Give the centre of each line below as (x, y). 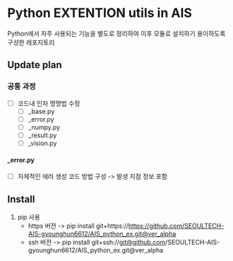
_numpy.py (44, 127)
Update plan (35, 65)
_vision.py (42, 143)
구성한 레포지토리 (31, 42)
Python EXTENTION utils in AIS (100, 13)
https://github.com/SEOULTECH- (176, 226)
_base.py (41, 111)
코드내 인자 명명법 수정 (49, 103)
